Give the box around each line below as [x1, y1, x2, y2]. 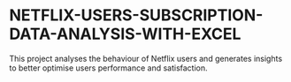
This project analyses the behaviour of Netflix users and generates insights [9, 53, 283, 63]
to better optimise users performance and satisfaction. [9, 63, 208, 73]
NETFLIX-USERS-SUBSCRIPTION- [9, 5, 264, 26]
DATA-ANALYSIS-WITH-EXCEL [9, 24, 241, 44]
